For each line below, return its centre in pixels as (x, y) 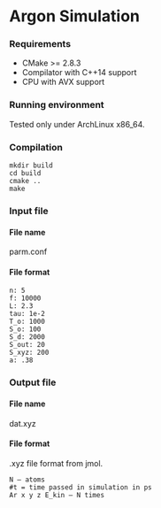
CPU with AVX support (63, 82)
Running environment (57, 105)
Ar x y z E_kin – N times (57, 495)
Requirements (40, 44)
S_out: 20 (27, 345)
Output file (33, 382)
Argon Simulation (74, 16)
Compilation (36, 147)
